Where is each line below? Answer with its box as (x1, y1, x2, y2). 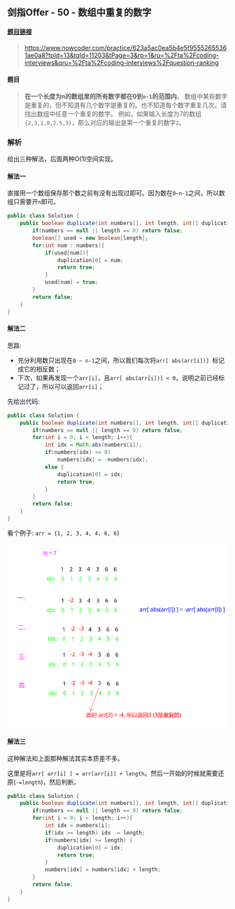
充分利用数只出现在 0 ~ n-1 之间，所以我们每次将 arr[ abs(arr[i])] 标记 (17, 356, 225, 364)
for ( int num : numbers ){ (32, 242, 105, 249)
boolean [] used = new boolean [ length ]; (32, 234, 149, 241)
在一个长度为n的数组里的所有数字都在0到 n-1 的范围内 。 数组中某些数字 (24, 92, 228, 100)
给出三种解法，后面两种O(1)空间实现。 (7, 155, 117, 163)
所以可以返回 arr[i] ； (41, 382, 104, 390)
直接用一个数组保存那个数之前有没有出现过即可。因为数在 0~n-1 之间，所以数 (7, 189, 225, 197)
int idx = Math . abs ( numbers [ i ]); (44, 441, 142, 449)
